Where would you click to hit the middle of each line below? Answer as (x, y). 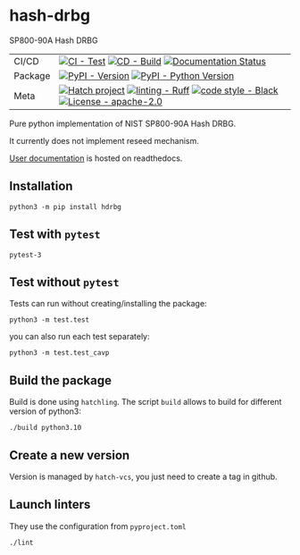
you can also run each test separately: (79, 337)
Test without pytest (64, 282)
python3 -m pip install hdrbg (66, 206)
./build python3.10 (46, 428)
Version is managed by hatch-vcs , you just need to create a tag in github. (144, 476)
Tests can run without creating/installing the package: (108, 304)
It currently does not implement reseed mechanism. (104, 140)
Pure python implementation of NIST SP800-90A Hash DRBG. (123, 123)
